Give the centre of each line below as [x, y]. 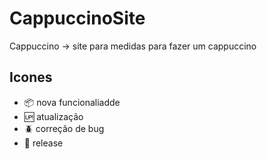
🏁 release [43, 143]
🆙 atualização [53, 116]
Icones [31, 77]
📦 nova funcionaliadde [72, 102]
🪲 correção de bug [64, 128]
